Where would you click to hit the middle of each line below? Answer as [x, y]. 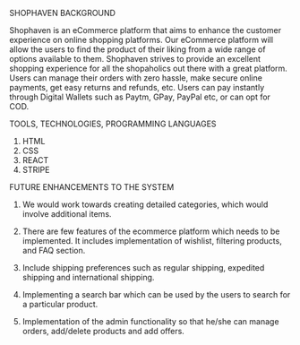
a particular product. [60, 304]
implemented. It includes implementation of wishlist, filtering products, [152, 241]
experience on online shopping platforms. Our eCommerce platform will [141, 40]
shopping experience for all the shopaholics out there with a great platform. [149, 68]
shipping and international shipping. [88, 277]
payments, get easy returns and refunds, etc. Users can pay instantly [137, 87]
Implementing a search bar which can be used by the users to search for [156, 294]
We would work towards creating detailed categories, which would [145, 204]
